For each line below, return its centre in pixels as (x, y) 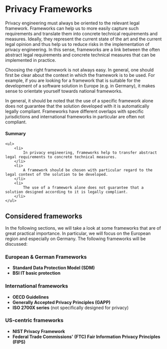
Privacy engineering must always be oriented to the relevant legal (73, 23)
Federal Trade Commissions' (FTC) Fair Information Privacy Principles (86, 337)
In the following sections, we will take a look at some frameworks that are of (83, 228)
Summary (15, 133)
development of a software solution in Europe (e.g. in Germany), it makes (80, 85)
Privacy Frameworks (49, 9)
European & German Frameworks (46, 257)
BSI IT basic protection (36, 273)
